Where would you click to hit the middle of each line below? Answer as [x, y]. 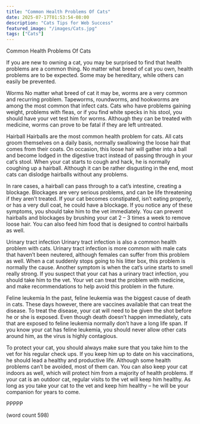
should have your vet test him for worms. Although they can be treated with [99, 119]
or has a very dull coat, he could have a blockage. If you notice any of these [99, 205]
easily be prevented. [31, 82]
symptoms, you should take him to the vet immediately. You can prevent [95, 211]
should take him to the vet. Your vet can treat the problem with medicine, [96, 280]
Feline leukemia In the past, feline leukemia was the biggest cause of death [99, 298]
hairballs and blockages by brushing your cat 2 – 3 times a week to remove [99, 218]
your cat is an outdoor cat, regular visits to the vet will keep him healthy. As [99, 379]
